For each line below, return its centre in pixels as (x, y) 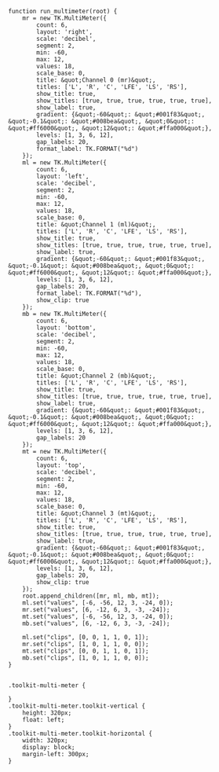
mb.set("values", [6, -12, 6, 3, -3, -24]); (96, 623)
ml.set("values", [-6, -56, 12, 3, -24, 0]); (98, 603)
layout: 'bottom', (66, 328)
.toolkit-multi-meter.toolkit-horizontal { (80, 733)
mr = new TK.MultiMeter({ (65, 18)
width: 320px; (45, 741)
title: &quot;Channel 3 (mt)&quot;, (96, 513)
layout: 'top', (61, 465)
